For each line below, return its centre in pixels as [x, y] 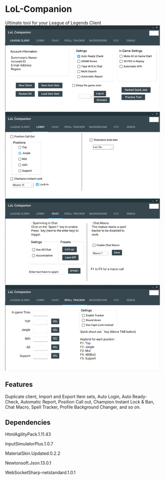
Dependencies [28, 422]
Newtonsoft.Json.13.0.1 [28, 463]
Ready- [140, 397]
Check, [12, 401]
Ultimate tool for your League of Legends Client [53, 23]
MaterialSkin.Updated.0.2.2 [33, 453]
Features [19, 384]
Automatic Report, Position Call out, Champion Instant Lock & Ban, [87, 401]
